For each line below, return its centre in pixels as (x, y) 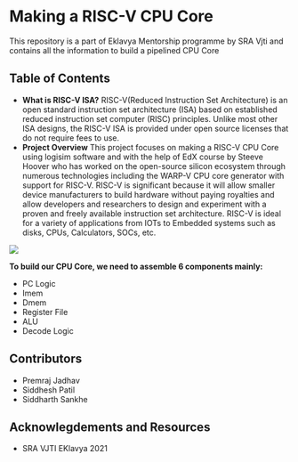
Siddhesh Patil (48, 390)
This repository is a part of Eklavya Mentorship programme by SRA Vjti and (146, 41)
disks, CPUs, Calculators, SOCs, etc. (89, 232)
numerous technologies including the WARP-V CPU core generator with (153, 175)
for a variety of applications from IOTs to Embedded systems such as (149, 223)
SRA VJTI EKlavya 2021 (65, 449)
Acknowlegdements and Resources (110, 427)
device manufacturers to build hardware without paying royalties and (148, 194)
